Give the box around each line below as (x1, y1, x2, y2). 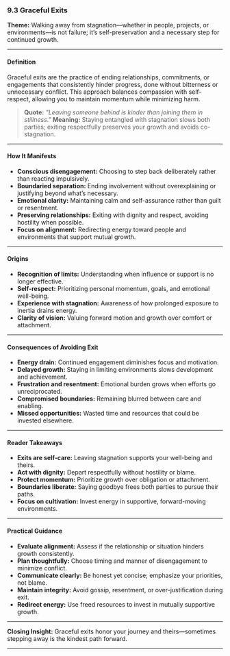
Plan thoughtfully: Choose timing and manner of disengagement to (16, 557, 207, 565)
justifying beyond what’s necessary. (16, 189, 118, 197)
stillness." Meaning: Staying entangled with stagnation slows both (23, 115, 211, 123)
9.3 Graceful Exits (7, 5, 68, 15)
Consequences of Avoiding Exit (7, 343, 99, 351)
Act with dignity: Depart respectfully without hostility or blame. (16, 468, 196, 477)
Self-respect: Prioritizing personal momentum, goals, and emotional (16, 284, 210, 292)
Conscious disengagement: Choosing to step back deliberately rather (16, 167, 217, 175)
